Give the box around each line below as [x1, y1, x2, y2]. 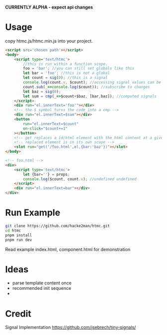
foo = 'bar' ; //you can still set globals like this [23, 66, 135, 71]
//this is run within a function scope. [23, 62, 108, 67]
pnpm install [5, 233, 32, 238]
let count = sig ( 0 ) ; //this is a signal [23, 75, 108, 80]
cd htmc [5, 228, 21, 233]
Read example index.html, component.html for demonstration [5, 246, 131, 252]
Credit [5, 308, 31, 319]
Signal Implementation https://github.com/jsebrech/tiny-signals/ [5, 325, 136, 331]
